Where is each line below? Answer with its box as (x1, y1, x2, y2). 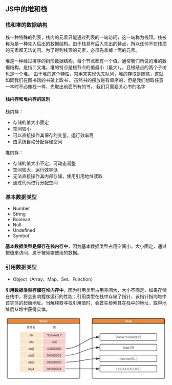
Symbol (12, 232, 29, 239)
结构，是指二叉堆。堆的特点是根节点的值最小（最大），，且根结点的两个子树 (9, 64, 167, 70)
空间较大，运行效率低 (12, 166, 58, 173)
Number (12, 205, 30, 211)
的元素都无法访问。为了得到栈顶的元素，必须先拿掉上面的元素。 (5, 47, 140, 53)
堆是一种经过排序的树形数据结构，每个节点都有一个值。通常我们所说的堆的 (5, 58, 162, 64)
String (12, 211, 26, 217)
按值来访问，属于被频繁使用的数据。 (5, 250, 82, 256)
